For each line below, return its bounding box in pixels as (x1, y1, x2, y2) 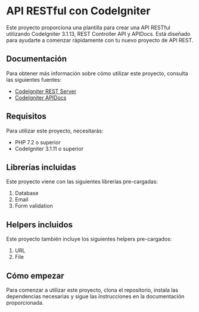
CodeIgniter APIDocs (14, 94, 67, 101)
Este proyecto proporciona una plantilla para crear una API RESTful (6, 24, 171, 31)
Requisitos (6, 112, 46, 122)
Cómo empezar (6, 270, 64, 281)
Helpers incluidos (6, 220, 73, 230)
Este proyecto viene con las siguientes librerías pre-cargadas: (6, 178, 158, 186)
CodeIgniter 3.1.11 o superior (14, 145, 84, 152)
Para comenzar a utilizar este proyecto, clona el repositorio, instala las (6, 286, 179, 294)
